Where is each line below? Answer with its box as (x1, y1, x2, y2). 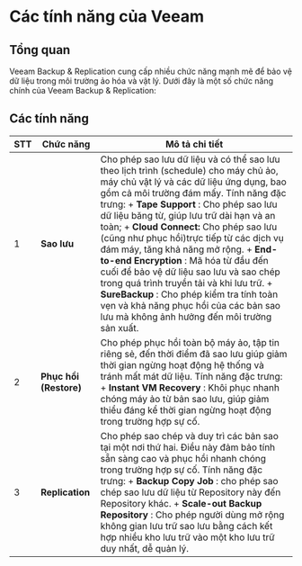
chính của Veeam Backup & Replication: (9, 85, 157, 95)
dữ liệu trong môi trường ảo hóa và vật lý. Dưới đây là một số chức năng (9, 76, 274, 86)
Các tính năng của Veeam (9, 6, 205, 27)
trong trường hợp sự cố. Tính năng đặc (100, 463, 263, 476)
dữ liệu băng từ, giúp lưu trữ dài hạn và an (100, 209, 276, 221)
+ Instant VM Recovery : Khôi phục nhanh (100, 381, 280, 393)
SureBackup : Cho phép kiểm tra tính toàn (100, 288, 279, 301)
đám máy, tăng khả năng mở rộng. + (100, 243, 253, 256)
